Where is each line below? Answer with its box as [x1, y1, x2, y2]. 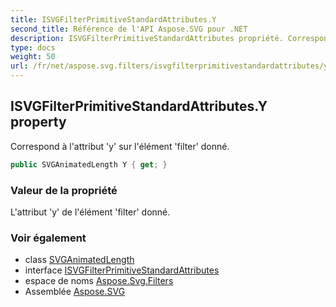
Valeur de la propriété [10, 183, 118, 197]
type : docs [10, 42, 56, 53]
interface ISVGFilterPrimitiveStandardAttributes [24, 264, 220, 276]
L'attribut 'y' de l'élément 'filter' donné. [10, 206, 171, 218]
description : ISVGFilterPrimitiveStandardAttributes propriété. [10, 33, 284, 43]
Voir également [10, 231, 87, 245]
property [10, 114, 67, 131]
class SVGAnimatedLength [24, 254, 135, 266]
